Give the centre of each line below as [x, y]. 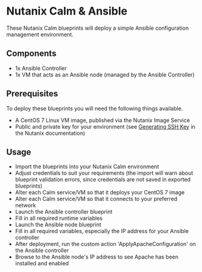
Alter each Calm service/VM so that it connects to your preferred [96, 199]
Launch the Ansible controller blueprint [64, 212]
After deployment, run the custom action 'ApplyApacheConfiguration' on [105, 244]
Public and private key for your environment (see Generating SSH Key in [105, 126]
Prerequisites [32, 94]
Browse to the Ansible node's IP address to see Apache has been [97, 257]
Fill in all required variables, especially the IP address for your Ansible [102, 231]
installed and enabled [42, 263]
